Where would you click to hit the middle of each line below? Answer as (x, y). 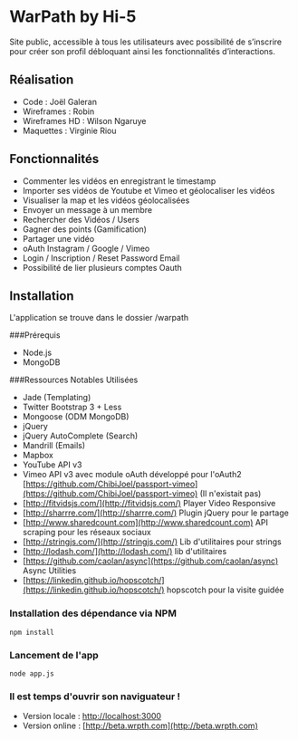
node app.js (32, 673)
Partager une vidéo (58, 238)
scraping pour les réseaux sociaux (87, 533)
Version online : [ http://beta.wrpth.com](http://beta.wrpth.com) (140, 726)
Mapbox (38, 456)
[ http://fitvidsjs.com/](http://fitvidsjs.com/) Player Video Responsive (149, 504)
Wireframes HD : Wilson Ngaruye (84, 120)
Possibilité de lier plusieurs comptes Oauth (102, 267)
